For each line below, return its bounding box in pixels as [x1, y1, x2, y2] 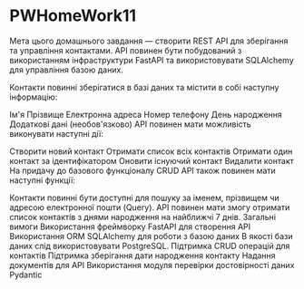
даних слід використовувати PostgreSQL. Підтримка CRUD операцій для [9, 240, 290, 251]
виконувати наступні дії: [9, 128, 104, 139]
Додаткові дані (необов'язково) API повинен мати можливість [9, 119, 251, 130]
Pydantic [9, 269, 43, 280]
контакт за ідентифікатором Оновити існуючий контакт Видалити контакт [9, 155, 294, 166]
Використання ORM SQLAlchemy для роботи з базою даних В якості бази [9, 230, 293, 241]
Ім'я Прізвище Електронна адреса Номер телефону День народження [9, 109, 283, 120]
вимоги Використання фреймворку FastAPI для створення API [9, 221, 251, 232]
